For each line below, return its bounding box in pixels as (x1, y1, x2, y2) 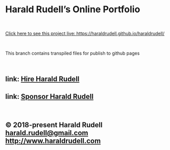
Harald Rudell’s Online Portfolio (5, 4, 140, 15)
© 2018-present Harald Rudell (5, 120, 103, 129)
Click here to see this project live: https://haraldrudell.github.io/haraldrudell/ (5, 30, 165, 36)
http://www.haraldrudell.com (5, 136, 101, 145)
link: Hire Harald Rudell (5, 75, 80, 84)
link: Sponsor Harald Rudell (5, 92, 93, 101)
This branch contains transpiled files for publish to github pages (5, 50, 140, 56)
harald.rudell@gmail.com (5, 129, 88, 137)
